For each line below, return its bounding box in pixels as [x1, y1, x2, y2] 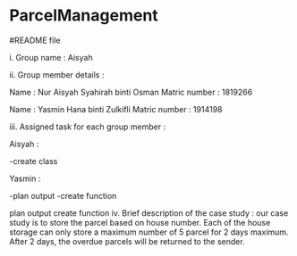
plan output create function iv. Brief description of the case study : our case [9, 207, 289, 219]
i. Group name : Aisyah [9, 52, 93, 62]
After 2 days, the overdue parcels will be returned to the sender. [9, 235, 245, 246]
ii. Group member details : [9, 69, 105, 80]
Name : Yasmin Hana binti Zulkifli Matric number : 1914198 [9, 103, 223, 114]
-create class [9, 155, 58, 166]
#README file [9, 35, 61, 45]
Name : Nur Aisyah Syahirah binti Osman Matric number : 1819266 [9, 87, 253, 97]
